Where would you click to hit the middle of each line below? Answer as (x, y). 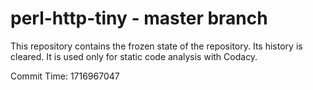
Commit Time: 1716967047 (65, 76)
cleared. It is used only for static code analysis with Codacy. (134, 56)
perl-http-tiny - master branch (139, 18)
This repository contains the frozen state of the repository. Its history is (156, 46)
